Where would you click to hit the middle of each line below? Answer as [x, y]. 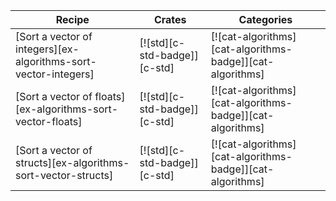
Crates [170, 19]
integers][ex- [47, 49]
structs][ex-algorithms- [72, 162]
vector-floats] [49, 121]
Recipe [72, 19]
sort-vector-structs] [64, 175]
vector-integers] [55, 74]
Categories [265, 19]
